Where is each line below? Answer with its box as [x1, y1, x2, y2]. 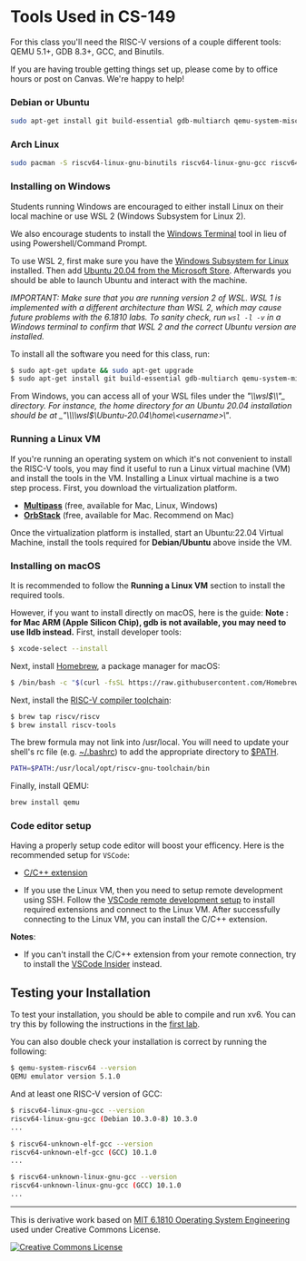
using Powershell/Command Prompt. [10, 238, 148, 249]
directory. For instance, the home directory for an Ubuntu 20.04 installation [10, 400, 292, 411]
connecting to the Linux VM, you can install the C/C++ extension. [23, 914, 268, 925]
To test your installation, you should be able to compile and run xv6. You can [10, 1010, 296, 1020]
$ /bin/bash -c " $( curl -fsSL [10, 678, 125, 687]
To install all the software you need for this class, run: [10, 348, 210, 360]
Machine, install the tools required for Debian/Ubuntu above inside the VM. [10, 537, 292, 547]
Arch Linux [10, 138, 60, 151]
